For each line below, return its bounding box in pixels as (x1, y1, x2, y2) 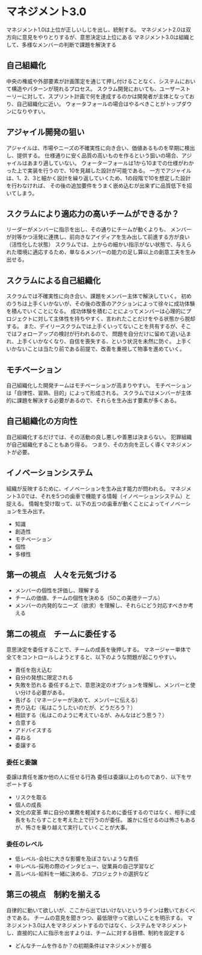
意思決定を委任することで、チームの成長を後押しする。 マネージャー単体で (6, 646, 191, 654)
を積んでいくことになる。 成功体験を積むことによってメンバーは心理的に (6, 307, 186, 315)
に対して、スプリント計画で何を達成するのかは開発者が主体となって (22, 92, 189, 99)
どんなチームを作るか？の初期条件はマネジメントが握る (14, 942, 152, 949)
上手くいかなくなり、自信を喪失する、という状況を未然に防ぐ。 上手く (17, 338, 192, 345)
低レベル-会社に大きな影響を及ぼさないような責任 (14, 855, 139, 862)
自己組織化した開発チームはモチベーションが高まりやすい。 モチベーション (6, 382, 192, 389)
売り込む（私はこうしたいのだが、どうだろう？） (14, 704, 136, 711)
